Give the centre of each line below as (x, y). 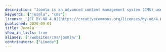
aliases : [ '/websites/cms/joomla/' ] (43, 38)
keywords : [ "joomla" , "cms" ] (35, 14)
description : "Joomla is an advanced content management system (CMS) (79, 10)
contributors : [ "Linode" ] (32, 42)
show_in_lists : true (26, 33)
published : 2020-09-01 (28, 24)
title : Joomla (20, 28)
